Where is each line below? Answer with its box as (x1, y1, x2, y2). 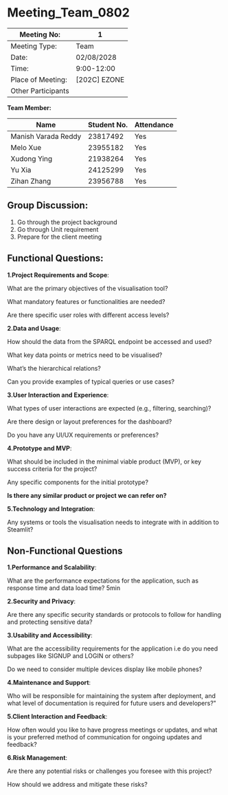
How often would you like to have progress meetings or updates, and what (7, 726, 218, 734)
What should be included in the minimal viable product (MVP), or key (7, 457, 201, 466)
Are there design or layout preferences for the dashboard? (7, 417, 172, 426)
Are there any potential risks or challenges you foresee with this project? (7, 767, 212, 775)
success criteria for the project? (7, 464, 98, 472)
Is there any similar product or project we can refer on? (7, 491, 167, 499)
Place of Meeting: (10, 74, 67, 84)
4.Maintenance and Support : (7, 679, 91, 687)
